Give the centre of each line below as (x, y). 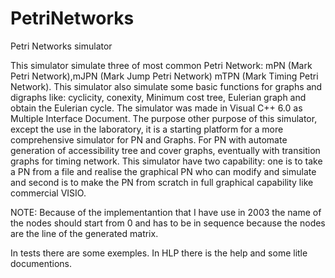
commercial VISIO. (48, 193)
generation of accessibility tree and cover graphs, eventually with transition (165, 150)
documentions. (41, 263)
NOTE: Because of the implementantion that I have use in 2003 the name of (166, 212)
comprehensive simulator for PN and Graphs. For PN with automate (149, 139)
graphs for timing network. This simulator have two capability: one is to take (166, 161)
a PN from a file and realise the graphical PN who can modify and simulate (163, 171)
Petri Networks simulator (61, 46)
